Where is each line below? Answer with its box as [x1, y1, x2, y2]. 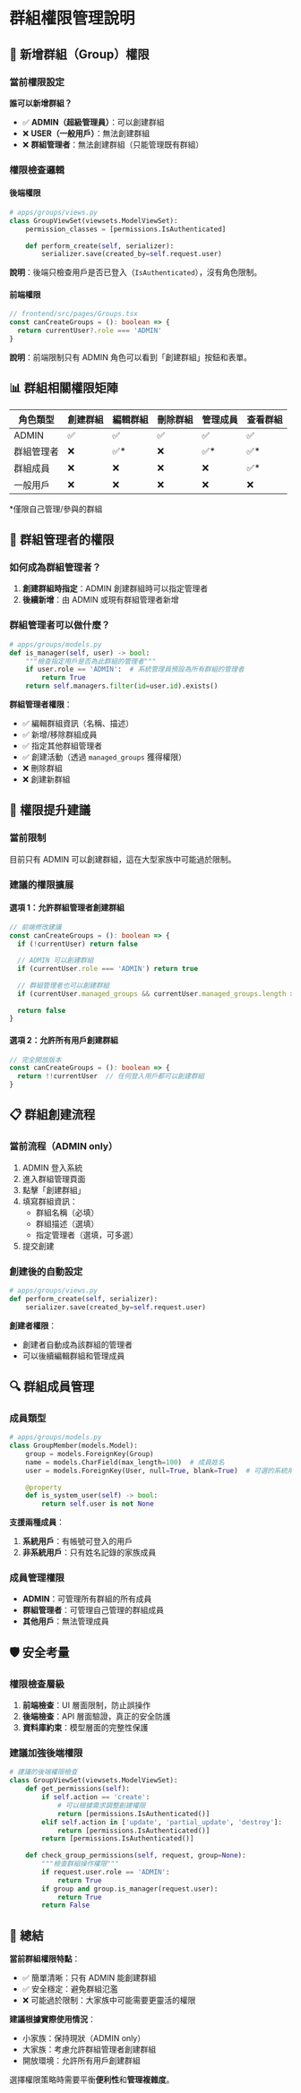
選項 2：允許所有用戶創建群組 [9, 1034, 119, 1045]
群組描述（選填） [35, 1218, 99, 1229]
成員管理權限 [9, 1572, 65, 1584]
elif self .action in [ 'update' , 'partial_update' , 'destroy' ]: [41, 1817, 282, 1827]
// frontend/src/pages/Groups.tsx [9, 310, 139, 319]
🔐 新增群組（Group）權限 [9, 47, 150, 62]
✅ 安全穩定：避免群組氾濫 [21, 1984, 118, 1994]
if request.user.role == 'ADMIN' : [41, 1867, 170, 1876]
